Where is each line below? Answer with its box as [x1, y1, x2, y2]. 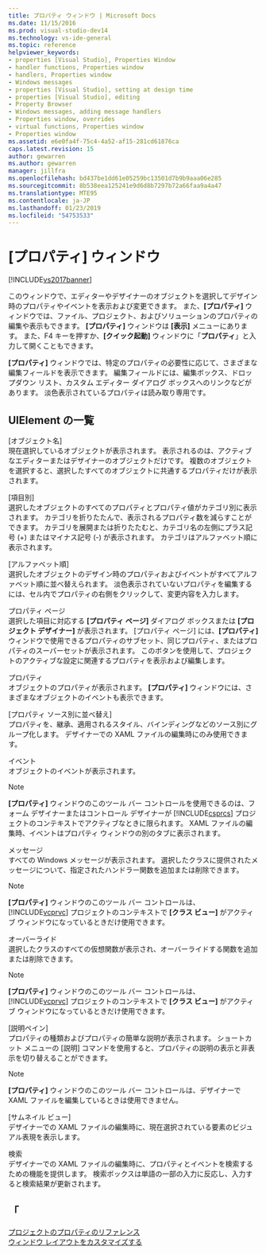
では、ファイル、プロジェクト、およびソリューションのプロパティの [35, 311, 258, 321]
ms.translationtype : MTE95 [8, 189, 98, 197]
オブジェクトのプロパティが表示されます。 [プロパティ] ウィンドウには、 [8, 683, 246, 692]
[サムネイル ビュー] [8, 1112, 71, 1122]
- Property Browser [8, 100, 73, 108]
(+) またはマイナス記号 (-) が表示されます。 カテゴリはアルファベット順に [17, 532, 258, 542]
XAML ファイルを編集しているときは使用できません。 [8, 1096, 183, 1104]
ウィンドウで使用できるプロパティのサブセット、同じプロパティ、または [8, 636, 244, 645]
